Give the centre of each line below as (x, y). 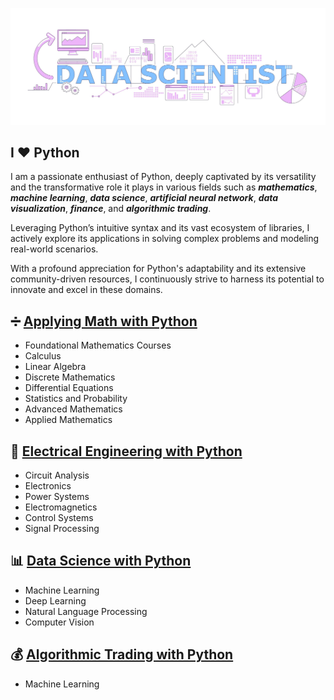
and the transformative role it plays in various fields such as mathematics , (164, 187)
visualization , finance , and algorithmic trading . (111, 209)
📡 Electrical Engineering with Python (126, 451)
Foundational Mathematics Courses (98, 345)
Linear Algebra (55, 367)
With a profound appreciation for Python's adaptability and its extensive (158, 269)
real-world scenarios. (54, 249)
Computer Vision (59, 622)
